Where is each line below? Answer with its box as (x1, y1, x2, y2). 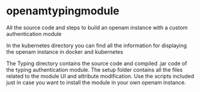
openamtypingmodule (6, 4, 120, 18)
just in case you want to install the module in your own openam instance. (6, 79, 186, 86)
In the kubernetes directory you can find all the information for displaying (6, 42, 187, 49)
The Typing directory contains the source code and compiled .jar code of (6, 60, 187, 67)
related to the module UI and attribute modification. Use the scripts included (6, 72, 195, 79)
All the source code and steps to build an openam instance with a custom (6, 24, 188, 31)
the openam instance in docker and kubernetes (6, 48, 123, 55)
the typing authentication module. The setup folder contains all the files (6, 66, 183, 73)
